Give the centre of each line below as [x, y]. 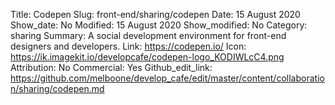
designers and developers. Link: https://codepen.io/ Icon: [128, 46]
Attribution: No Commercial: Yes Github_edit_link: [111, 67]
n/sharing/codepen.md [57, 88]
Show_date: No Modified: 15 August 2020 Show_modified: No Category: [159, 25]
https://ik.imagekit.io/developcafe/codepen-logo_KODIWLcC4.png [147, 57]
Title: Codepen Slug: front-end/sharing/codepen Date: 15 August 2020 [155, 14]
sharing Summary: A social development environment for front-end [148, 35]
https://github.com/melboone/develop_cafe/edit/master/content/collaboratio [167, 78]
